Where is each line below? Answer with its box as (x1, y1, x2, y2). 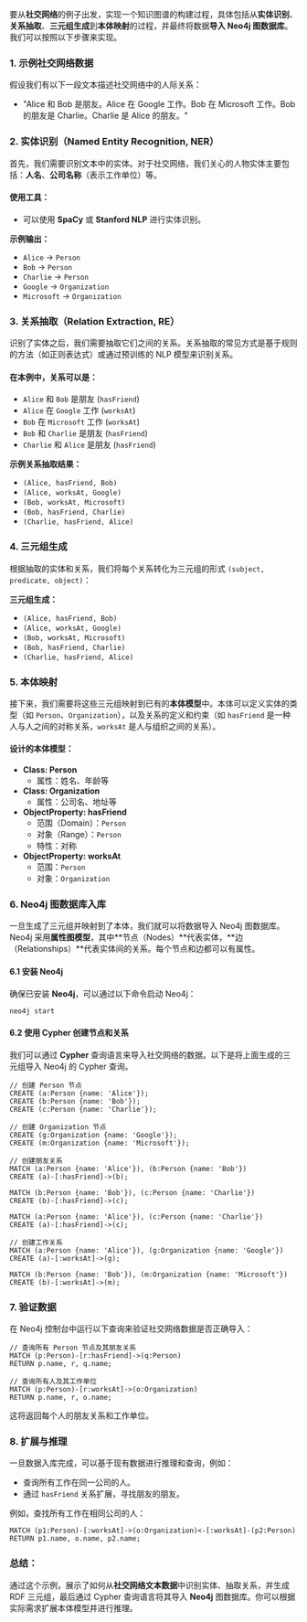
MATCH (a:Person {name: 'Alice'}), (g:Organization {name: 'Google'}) (9, 1245, 284, 1255)
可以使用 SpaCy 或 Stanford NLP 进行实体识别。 (22, 214, 206, 225)
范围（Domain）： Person (36, 817, 126, 828)
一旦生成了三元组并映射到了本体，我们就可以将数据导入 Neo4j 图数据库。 (9, 921, 285, 932)
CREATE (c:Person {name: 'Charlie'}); (9, 1104, 157, 1114)
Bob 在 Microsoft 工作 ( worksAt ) (22, 416, 140, 428)
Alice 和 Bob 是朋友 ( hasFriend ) (22, 393, 140, 405)
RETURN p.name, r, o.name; (9, 1393, 112, 1402)
